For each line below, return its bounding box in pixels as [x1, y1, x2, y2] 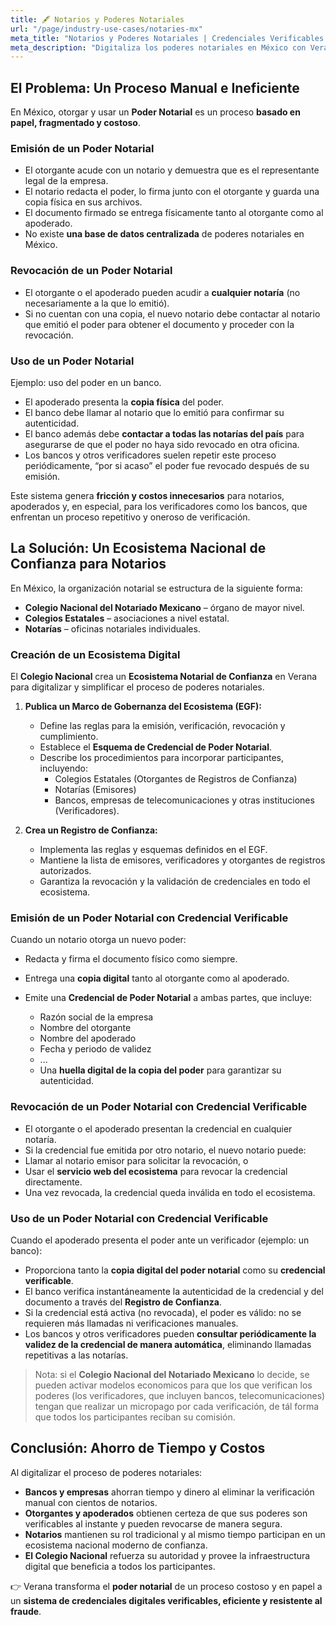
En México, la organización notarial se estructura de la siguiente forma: [10, 582, 303, 594]
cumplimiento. [39, 731, 99, 743]
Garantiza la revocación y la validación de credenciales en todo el [39, 876, 311, 888]
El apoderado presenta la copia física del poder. [24, 396, 225, 408]
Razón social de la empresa [39, 1011, 154, 1023]
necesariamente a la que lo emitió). [24, 297, 170, 309]
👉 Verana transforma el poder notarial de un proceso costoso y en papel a [10, 1580, 323, 1592]
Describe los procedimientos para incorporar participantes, [39, 752, 284, 764]
